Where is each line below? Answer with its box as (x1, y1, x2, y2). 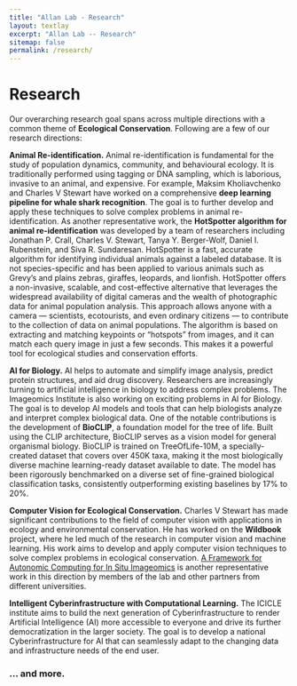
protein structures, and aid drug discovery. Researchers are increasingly (9, 375, 273, 386)
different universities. (9, 581, 87, 592)
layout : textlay (9, 21, 69, 30)
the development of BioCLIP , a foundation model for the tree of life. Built (9, 422, 273, 433)
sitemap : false (9, 37, 66, 47)
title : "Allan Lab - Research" (9, 12, 125, 22)
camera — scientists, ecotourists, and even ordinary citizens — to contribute (9, 310, 289, 321)
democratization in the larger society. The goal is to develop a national (9, 626, 266, 637)
